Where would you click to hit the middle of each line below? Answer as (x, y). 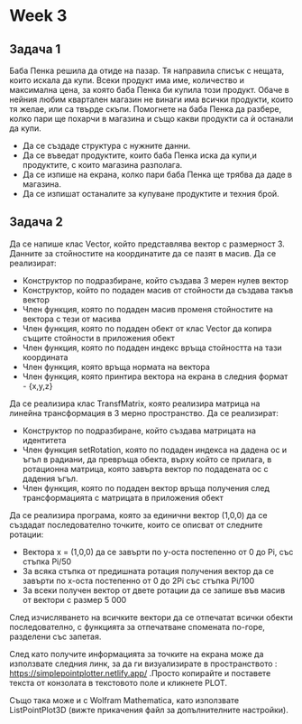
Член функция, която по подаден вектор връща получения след (146, 487)
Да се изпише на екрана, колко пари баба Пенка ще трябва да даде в (157, 174)
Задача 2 (36, 222)
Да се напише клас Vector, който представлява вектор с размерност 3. (147, 244)
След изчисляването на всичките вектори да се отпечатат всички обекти (151, 617)
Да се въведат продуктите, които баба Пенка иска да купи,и (139, 155)
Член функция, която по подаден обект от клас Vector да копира (147, 328)
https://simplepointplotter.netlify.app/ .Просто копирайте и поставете (140, 673)
